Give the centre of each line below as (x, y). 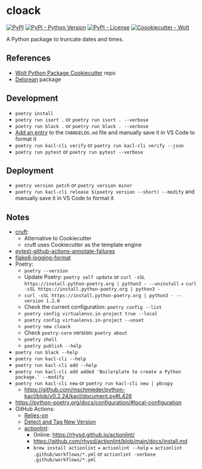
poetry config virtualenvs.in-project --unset (84, 320)
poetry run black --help (46, 353)
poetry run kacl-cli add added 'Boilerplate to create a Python (98, 372)
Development (32, 99)
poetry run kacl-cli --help (50, 359)
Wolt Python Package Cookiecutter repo (65, 73)
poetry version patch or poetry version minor (73, 185)
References (29, 58)
